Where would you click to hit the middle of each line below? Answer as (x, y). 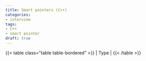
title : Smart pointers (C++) (36, 10)
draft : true (18, 39)
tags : (11, 24)
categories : (18, 15)
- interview (18, 19)
